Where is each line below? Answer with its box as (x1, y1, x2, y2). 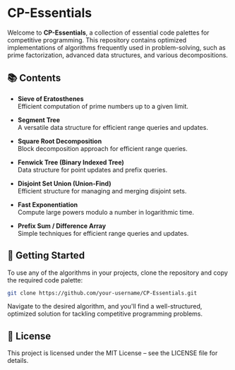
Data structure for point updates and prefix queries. (17, 165, 168, 174)
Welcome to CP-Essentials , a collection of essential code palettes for (7, 28, 210, 37)
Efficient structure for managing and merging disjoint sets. (17, 186, 187, 195)
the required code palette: (7, 275, 83, 284)
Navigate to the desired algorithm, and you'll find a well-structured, (7, 302, 203, 311)
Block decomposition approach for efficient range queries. (17, 144, 188, 153)
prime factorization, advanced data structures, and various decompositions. (7, 51, 228, 59)
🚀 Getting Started (7, 249, 85, 262)
